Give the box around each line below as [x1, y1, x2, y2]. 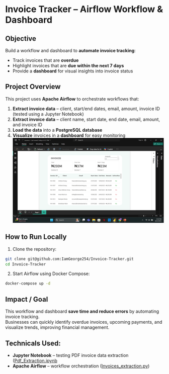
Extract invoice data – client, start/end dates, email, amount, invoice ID [12, 106, 160, 112]
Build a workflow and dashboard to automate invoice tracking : [5, 48, 136, 53]
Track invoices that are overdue [12, 57, 79, 63]
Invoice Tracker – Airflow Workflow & [5, 4, 163, 15]
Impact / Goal [5, 295, 48, 304]
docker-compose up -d [5, 281, 51, 286]
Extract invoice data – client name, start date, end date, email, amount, [12, 116, 160, 122]
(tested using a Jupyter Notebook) [12, 111, 84, 117]
